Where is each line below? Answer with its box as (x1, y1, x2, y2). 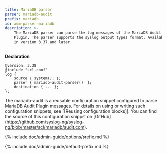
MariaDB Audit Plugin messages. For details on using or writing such (5, 103, 146, 109)
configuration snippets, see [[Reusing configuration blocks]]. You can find (5, 108, 157, 114)
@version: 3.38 (5, 63, 37, 68)
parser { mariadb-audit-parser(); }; (14, 80, 92, 85)
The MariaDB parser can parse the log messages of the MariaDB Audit (14, 30, 162, 35)
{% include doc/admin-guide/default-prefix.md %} (5, 143, 109, 149)
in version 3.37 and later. (14, 40, 72, 45)
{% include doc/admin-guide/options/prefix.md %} (5, 134, 110, 140)
